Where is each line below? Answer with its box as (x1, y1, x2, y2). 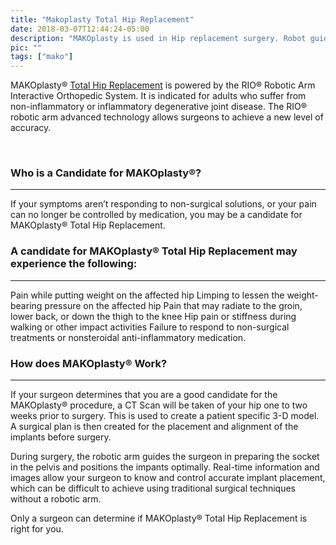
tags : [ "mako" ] (10, 52, 74, 62)
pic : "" (10, 42, 43, 53)
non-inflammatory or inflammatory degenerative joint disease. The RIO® (10, 101, 308, 113)
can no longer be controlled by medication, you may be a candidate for (10, 209, 303, 221)
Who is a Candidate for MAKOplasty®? (10, 166, 202, 180)
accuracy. (10, 122, 52, 134)
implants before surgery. (10, 431, 112, 443)
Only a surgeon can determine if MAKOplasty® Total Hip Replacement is (10, 512, 308, 525)
